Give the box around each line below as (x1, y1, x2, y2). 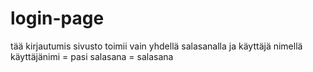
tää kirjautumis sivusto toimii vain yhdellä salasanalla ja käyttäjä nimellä (10, 40, 303, 52)
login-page (10, 7, 105, 30)
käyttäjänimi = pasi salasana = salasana (10, 50, 174, 62)
